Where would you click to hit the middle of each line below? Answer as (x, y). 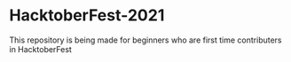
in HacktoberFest (41, 49)
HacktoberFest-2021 (87, 15)
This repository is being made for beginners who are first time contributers (145, 40)
